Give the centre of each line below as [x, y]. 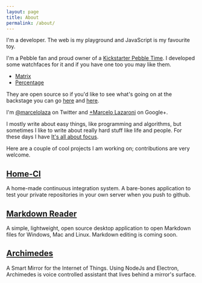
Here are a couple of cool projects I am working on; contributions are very [98, 149]
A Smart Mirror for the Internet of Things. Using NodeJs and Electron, [93, 268]
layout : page [23, 12]
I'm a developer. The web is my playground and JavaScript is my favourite [98, 40]
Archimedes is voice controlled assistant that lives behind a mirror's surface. [101, 274]
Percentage [29, 82]
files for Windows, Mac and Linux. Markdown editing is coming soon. [92, 235]
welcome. [18, 155]
